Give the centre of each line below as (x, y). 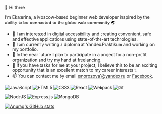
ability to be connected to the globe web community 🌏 (60, 23)
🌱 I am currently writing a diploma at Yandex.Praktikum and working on (83, 44)
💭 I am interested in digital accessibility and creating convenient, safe (82, 34)
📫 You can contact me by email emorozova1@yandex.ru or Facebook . (83, 76)
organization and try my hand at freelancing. (57, 60)
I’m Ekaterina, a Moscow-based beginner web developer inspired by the (77, 17)
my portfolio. (25, 49)
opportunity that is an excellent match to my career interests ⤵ (74, 70)
